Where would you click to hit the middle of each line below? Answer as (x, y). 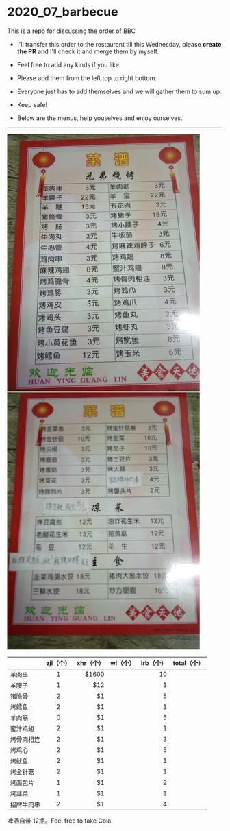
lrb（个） (154, 663)
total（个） (189, 663)
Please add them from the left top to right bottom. (87, 78)
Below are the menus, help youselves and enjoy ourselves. (100, 118)
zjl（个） (59, 663)
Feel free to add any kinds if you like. (69, 64)
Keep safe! (32, 104)
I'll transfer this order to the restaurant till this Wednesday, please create (119, 44)
